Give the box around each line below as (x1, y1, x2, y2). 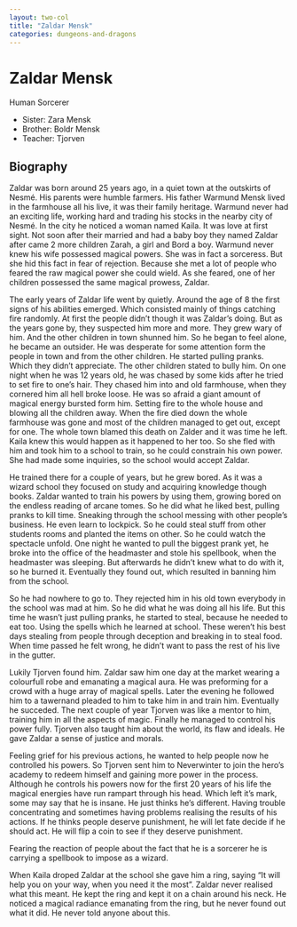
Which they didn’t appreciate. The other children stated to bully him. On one (9, 361, 286, 372)
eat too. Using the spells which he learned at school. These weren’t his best (9, 621, 286, 632)
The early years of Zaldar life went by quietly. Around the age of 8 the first (9, 294, 281, 305)
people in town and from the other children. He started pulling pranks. (9, 351, 264, 362)
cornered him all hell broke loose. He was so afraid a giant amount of (9, 388, 262, 400)
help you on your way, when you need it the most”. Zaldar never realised (9, 879, 273, 890)
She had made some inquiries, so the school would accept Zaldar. (9, 455, 250, 466)
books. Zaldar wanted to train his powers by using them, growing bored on (9, 491, 282, 502)
